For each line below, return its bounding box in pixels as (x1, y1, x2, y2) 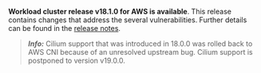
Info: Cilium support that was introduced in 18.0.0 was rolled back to (27, 39, 253, 48)
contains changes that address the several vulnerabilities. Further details (8, 15, 247, 25)
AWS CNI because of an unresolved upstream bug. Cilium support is (27, 48, 253, 56)
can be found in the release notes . (8, 24, 121, 33)
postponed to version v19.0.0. (27, 56, 126, 65)
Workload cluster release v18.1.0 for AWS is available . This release (8, 7, 231, 16)
